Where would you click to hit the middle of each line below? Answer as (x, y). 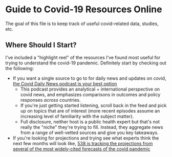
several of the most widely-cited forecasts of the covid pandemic (81, 149)
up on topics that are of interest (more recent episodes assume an (90, 110)
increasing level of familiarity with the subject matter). (77, 116)
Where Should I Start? (41, 45)
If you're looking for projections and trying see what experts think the (86, 138)
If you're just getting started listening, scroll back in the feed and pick (93, 105)
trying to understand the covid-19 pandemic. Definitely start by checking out (86, 63)
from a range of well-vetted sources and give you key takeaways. (89, 132)
